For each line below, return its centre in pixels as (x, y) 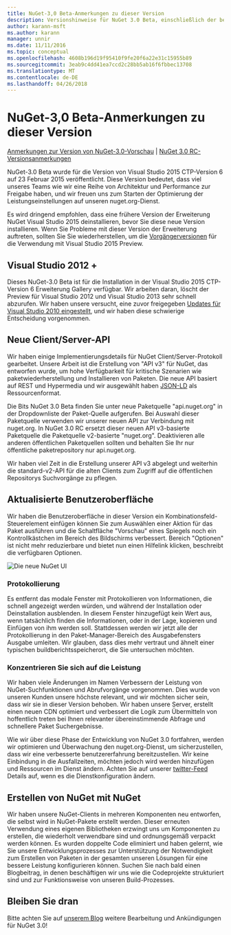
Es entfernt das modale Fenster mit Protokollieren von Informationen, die (110, 598)
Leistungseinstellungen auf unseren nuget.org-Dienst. (84, 201)
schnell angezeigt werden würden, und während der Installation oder (104, 606)
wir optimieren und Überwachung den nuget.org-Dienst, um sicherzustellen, (115, 747)
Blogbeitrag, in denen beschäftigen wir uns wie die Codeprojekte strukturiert (115, 872)
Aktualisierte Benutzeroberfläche (80, 500)
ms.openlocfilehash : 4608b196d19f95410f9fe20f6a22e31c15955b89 (100, 58)
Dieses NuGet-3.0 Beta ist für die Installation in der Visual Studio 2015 (106, 282)
